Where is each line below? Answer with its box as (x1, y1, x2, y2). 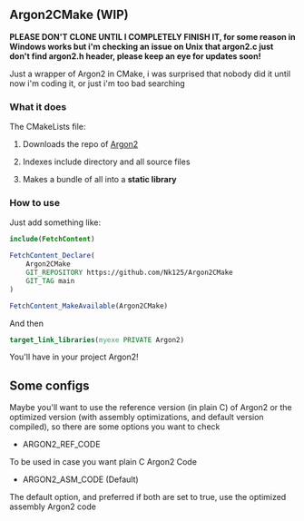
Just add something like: (9, 217, 102, 228)
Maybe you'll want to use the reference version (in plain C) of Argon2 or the (9, 402, 292, 413)
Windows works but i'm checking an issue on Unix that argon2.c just (9, 41, 274, 52)
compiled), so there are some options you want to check (9, 421, 221, 432)
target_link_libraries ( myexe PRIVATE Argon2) (9, 335, 184, 344)
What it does (9, 100, 67, 113)
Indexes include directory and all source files (22, 156, 191, 167)
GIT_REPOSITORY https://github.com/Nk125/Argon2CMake (25, 268, 233, 278)
